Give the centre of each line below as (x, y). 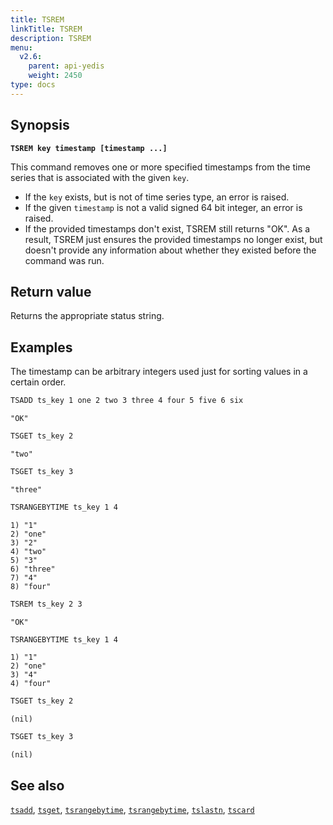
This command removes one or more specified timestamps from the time (160, 167)
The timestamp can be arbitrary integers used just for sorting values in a (159, 372)
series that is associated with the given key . (100, 177)
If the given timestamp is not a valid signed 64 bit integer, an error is (163, 207)
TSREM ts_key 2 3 (46, 604)
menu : (21, 47)
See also (37, 785)
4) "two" (28, 551)
